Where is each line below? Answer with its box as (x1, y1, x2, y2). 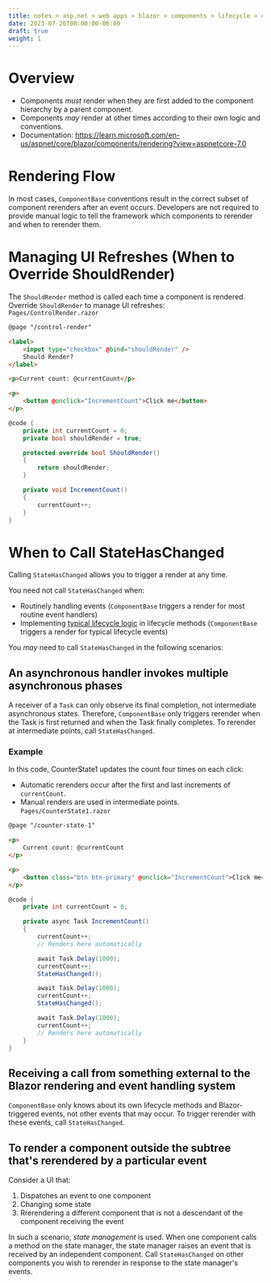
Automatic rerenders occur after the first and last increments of (19, 780, 231, 790)
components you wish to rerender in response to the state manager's (8, 1258, 239, 1268)
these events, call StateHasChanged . (8, 1117, 125, 1128)
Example (8, 746, 44, 758)
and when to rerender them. (8, 220, 102, 230)
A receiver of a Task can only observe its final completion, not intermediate (8, 700, 256, 710)
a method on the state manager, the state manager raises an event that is (8, 1241, 252, 1251)
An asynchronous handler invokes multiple (8, 666, 229, 680)
